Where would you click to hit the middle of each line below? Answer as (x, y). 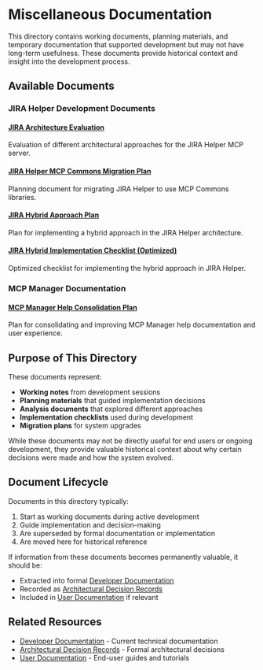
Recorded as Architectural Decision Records (91, 589)
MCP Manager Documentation (67, 288)
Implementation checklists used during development (106, 417)
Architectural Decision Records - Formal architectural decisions (122, 649)
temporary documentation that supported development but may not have (126, 44)
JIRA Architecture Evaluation (56, 127)
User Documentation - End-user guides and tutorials (104, 657)
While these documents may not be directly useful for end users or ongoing (130, 441)
